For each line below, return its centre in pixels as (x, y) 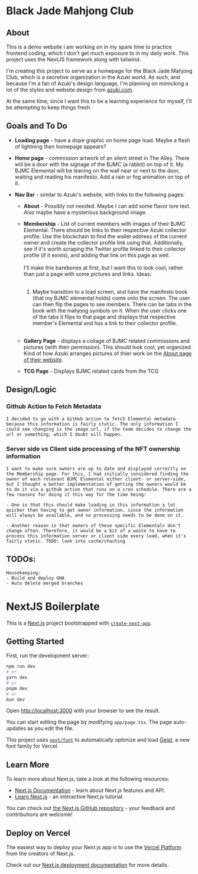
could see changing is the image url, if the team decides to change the (99, 429)
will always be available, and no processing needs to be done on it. (95, 515)
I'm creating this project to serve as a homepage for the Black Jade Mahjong (99, 71)
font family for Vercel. (33, 746)
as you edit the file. (51, 729)
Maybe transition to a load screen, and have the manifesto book (110, 291)
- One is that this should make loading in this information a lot (91, 505)
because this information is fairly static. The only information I (92, 424)
